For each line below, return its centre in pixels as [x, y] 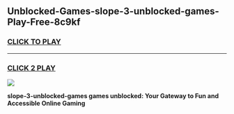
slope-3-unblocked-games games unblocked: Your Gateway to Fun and [113, 95]
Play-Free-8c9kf [44, 22]
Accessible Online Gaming [46, 103]
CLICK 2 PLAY [31, 68]
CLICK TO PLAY [34, 42]
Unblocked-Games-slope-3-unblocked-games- [113, 11]
